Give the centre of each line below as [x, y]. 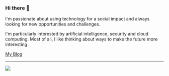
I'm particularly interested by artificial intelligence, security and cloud [77, 34]
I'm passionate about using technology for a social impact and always [77, 19]
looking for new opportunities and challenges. [53, 24]
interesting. [17, 44]
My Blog [14, 54]
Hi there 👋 [18, 8]
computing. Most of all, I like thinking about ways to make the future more [81, 39]
